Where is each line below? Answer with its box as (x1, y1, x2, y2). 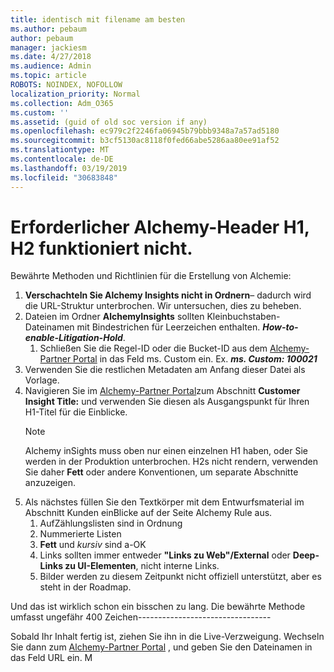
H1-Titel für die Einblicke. (24, 406, 128, 418)
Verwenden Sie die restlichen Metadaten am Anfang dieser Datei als (24, 364, 306, 376)
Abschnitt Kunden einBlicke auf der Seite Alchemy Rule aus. (24, 507, 273, 519)
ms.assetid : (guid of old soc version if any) (10, 117, 208, 127)
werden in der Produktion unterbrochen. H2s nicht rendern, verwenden (24, 456, 318, 468)
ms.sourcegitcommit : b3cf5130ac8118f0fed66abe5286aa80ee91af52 (10, 136, 280, 146)
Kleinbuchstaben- (206, 311, 281, 323)
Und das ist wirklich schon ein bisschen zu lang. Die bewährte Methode (10, 601, 306, 613)
